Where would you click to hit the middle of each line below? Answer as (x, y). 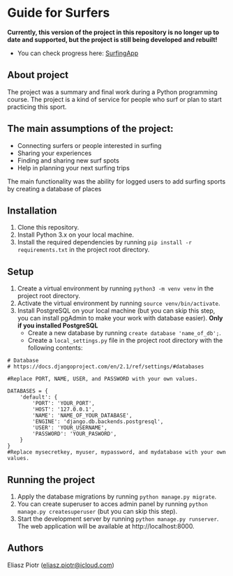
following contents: (55, 348)
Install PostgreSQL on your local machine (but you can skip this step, (116, 311)
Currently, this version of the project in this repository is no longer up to (113, 32)
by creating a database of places (54, 189)
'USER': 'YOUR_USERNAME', (70, 428)
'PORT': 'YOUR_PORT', (64, 404)
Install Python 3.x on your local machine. (76, 235)
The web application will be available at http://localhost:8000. (106, 526)
